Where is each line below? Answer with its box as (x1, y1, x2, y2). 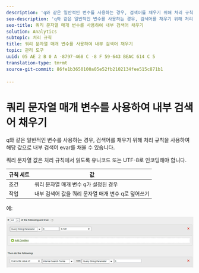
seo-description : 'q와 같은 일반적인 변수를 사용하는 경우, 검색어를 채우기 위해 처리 (6, 15, 194, 22)
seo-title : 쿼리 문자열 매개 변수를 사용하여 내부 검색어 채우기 (6, 22, 144, 28)
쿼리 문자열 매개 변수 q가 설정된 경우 (34, 181, 118, 188)
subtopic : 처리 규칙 (6, 35, 52, 41)
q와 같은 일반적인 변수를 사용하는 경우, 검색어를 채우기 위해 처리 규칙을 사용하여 (6, 136, 190, 144)
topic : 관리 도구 (6, 48, 45, 54)
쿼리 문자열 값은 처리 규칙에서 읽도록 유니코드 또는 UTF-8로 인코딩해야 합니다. (6, 157, 187, 164)
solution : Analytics (6, 29, 58, 35)
